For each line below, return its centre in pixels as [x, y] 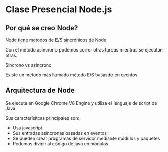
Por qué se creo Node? [42, 28]
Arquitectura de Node [40, 91]
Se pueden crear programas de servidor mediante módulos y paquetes [86, 138]
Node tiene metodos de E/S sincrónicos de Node [56, 40]
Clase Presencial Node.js [59, 9]
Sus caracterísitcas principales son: [42, 118]
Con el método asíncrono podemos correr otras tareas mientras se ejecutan [84, 50]
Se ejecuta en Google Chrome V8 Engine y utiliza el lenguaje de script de [81, 103]
